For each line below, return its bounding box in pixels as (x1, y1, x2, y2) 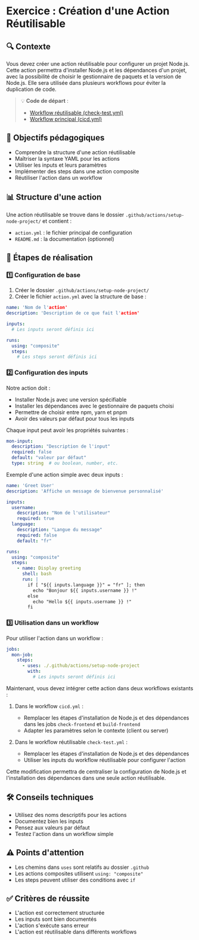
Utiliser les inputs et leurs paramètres (14, 161, 107, 169)
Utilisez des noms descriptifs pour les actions (14, 811, 127, 818)
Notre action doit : (6, 384, 51, 391)
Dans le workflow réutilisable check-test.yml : (14, 738, 128, 745)
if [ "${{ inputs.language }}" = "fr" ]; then (27, 581, 145, 588)
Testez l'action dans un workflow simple (14, 830, 114, 837)
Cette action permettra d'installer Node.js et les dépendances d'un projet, (6, 67, 187, 74)
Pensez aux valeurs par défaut (14, 823, 91, 831)
